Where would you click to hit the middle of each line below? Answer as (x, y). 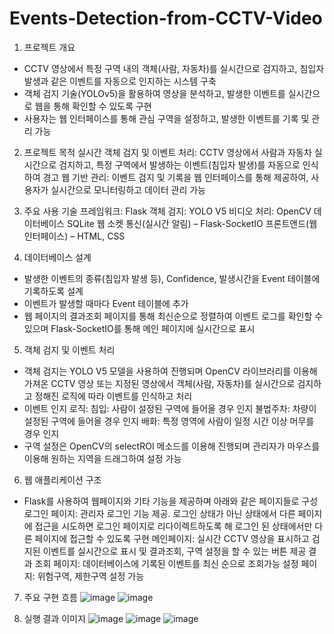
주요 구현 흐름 (50, 597)
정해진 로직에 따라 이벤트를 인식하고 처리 (113, 396)
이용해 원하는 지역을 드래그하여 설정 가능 (102, 458)
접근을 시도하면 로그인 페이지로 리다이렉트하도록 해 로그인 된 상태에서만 (173, 526)
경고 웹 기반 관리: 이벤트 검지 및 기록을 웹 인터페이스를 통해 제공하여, (175, 177)
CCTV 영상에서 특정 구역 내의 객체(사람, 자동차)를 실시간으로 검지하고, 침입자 (174, 68)
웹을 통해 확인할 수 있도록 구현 (93, 106)
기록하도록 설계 (53, 291)
